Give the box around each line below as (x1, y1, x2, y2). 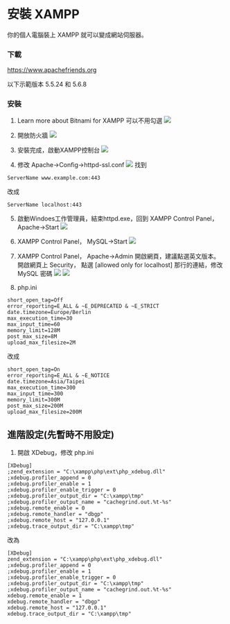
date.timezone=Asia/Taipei (7, 378, 85, 385)
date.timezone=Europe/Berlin (7, 309, 91, 315)
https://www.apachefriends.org (7, 66, 97, 74)
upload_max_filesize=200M (7, 408, 82, 415)
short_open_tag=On (7, 365, 60, 373)
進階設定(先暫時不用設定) (7, 428, 114, 440)
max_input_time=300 (7, 390, 64, 397)
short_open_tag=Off (7, 296, 64, 304)
